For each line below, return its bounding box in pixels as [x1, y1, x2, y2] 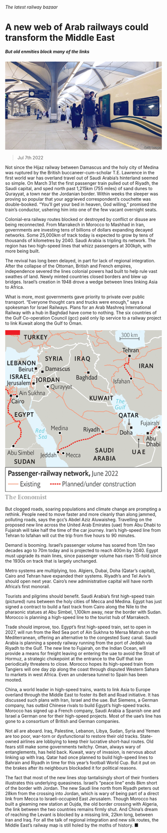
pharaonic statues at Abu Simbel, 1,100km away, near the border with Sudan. [5, 609, 162, 615]
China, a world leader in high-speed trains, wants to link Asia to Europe [5, 687, 151, 692]
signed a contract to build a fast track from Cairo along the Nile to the [5, 604, 148, 609]
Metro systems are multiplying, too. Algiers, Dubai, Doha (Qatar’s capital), [5, 568, 156, 574]
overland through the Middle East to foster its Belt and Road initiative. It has [5, 692, 160, 698]
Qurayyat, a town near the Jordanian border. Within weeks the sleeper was [5, 191, 159, 197]
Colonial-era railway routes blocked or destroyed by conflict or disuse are [5, 217, 156, 223]
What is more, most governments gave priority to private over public [5, 294, 145, 300]
